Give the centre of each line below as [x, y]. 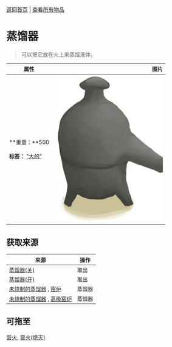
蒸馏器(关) [22, 270]
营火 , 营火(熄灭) [26, 337]
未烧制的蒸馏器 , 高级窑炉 [40, 299]
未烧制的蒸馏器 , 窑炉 [35, 289]
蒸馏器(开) [22, 279]
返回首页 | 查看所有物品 [36, 9]
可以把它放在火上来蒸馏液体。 [58, 54]
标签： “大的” [26, 156]
